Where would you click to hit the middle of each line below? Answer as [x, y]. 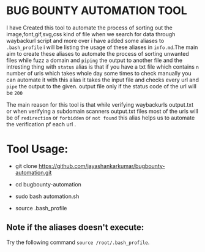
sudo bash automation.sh [47, 196]
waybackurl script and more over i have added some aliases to [85, 40]
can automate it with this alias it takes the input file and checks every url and [102, 80]
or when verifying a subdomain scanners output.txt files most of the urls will [102, 111]
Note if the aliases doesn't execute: [75, 227]
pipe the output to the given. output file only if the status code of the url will [102, 86]
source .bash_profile [41, 208]
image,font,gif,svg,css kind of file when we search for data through [91, 34]
